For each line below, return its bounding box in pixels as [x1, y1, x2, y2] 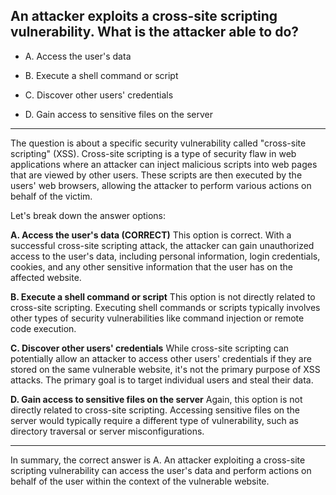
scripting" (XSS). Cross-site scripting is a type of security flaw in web [10, 147, 297, 159]
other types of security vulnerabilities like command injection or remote [10, 312, 305, 324]
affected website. [10, 271, 82, 283]
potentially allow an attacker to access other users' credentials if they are [10, 352, 312, 364]
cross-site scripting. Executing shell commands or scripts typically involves [10, 301, 321, 313]
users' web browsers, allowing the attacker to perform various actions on [10, 179, 312, 191]
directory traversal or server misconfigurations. [10, 425, 205, 437]
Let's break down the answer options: [10, 209, 167, 221]
